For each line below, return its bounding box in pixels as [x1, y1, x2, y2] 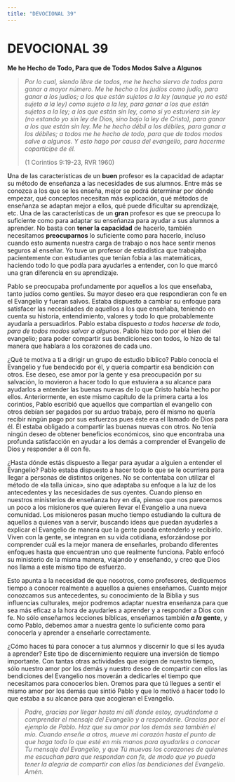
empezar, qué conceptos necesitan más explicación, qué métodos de [7, 194, 208, 202]
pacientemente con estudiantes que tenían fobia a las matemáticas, [7, 253, 203, 262]
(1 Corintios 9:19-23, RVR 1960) [24, 158, 115, 166]
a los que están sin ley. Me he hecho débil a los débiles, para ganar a [24, 122, 227, 130]
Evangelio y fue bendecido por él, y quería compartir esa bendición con [7, 363, 215, 371]
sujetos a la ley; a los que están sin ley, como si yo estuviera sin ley [24, 107, 220, 116]
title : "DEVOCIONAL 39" [7, 10, 77, 18]
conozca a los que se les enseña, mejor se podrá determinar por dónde [7, 187, 214, 195]
